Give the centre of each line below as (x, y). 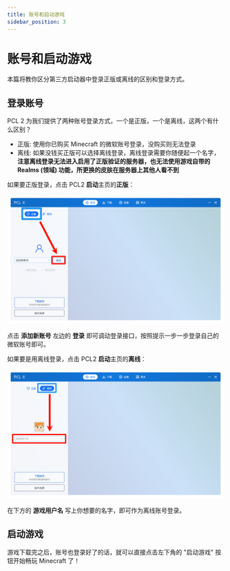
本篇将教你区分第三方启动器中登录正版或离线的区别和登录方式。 (97, 79)
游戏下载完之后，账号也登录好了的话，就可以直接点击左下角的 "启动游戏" (110, 552)
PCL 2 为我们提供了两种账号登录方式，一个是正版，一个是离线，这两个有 (110, 121)
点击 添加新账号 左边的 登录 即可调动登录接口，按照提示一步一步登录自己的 (113, 336)
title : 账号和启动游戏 (36, 14)
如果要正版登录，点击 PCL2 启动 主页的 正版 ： (71, 185)
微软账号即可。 (28, 344)
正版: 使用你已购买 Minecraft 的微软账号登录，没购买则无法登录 (106, 144)
